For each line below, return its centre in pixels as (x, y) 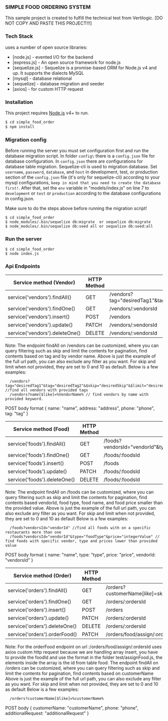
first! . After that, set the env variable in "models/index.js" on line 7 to (77, 188)
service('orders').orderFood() (42, 634)
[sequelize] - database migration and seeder (58, 83)
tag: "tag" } (17, 413)
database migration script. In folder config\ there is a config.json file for (80, 156)
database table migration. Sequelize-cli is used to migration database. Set (81, 166)
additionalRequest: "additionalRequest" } (47, 713)
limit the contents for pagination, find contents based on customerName (79, 673)
